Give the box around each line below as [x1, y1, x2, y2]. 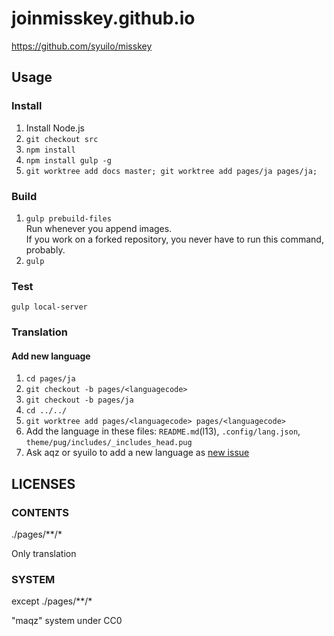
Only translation [11, 548, 77, 560]
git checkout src [25, 134, 99, 144]
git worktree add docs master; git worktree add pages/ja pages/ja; [25, 166, 318, 176]
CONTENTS [11, 505, 70, 519]
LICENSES [11, 475, 76, 492]
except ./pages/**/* [11, 595, 93, 607]
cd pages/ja [25, 374, 76, 384]
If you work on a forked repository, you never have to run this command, [25, 233, 324, 245]
